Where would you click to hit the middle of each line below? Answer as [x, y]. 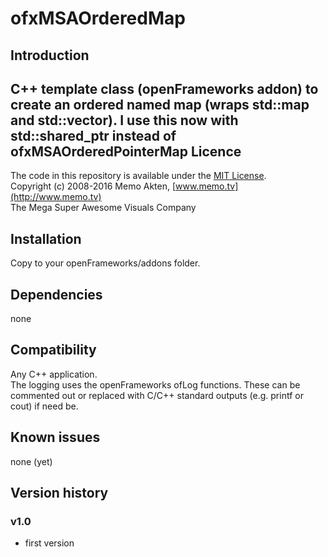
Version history [59, 493]
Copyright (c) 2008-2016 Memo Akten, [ [93, 186]
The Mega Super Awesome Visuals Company [103, 208]
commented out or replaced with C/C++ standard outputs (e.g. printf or [157, 395]
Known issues [55, 437]
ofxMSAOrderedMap [98, 18]
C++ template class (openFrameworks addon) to [164, 88]
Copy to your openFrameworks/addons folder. [105, 263]
